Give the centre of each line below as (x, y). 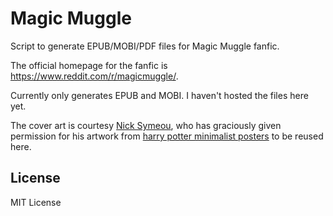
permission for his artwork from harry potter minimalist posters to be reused (167, 136)
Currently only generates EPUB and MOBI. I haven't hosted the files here (159, 95)
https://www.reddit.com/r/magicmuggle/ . (94, 76)
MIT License (36, 202)
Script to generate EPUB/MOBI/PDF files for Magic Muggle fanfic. (145, 46)
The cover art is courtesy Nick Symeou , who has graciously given (146, 125)
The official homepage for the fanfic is (89, 65)
